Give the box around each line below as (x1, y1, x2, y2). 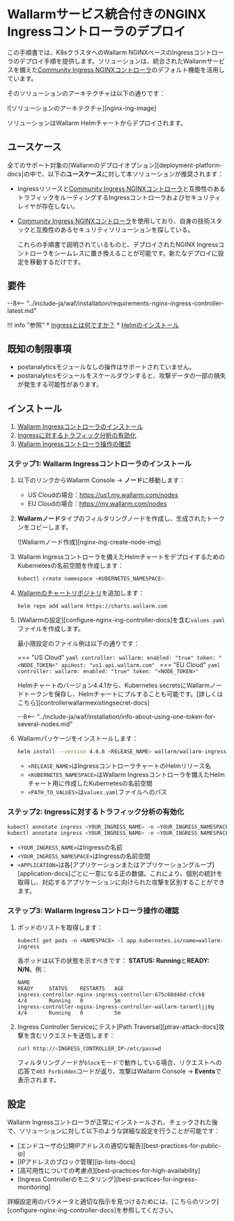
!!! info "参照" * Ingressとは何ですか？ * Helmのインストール (7, 321, 180, 329)
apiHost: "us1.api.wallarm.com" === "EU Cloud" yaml (61, 661, 221, 669)
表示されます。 (17, 1076, 61, 1084)
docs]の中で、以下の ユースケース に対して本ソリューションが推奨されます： (7, 169, 224, 178)
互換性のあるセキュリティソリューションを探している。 (36, 225, 194, 233)
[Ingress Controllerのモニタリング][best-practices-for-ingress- (17, 1175, 198, 1183)
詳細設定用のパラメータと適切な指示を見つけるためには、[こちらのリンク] (7, 1197, 219, 1206)
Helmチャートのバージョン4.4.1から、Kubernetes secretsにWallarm (17, 681, 210, 690)
